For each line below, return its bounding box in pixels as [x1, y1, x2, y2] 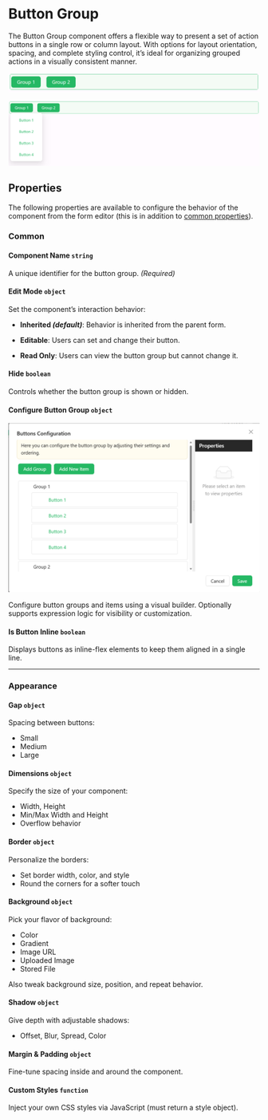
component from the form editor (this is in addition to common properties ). [8, 211, 254, 220]
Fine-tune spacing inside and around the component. [8, 1067, 183, 1077]
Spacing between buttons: [8, 718, 95, 728]
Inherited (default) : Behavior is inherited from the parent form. [19, 320, 227, 329]
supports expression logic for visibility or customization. [8, 608, 193, 618]
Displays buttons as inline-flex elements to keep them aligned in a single [8, 645, 246, 654]
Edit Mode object [8, 286, 66, 296]
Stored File [19, 964, 56, 973]
